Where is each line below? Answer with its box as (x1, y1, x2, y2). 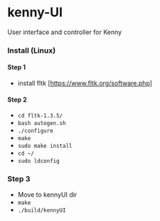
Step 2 (7, 95, 27, 104)
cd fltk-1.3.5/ (17, 112, 63, 119)
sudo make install (17, 143, 73, 150)
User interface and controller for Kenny (7, 28, 122, 36)
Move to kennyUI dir (17, 190, 78, 199)
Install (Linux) (7, 45, 56, 55)
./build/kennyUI (17, 207, 66, 214)
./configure (17, 127, 53, 135)
